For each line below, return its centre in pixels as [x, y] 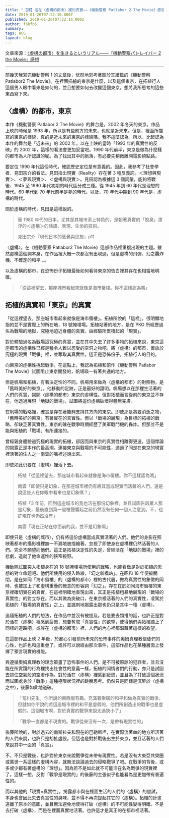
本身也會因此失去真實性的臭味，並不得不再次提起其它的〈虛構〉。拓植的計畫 [83, 797]
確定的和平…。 [34, 260]
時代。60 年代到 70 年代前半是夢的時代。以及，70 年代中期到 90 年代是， [81, 192]
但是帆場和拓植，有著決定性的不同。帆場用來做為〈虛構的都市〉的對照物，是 [84, 382]
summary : [14, 29]
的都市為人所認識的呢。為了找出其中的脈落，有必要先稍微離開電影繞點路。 [82, 156]
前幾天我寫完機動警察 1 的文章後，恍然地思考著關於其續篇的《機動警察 [78, 75]
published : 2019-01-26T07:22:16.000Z [45, 19]
